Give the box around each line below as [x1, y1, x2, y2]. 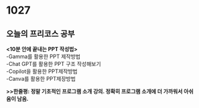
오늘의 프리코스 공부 [6, 28, 75, 39]
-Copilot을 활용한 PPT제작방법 [6, 68, 78, 75]
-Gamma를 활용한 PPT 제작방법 [6, 53, 80, 60]
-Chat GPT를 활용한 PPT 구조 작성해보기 [6, 61, 101, 67]
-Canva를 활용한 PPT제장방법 [6, 75, 76, 82]
